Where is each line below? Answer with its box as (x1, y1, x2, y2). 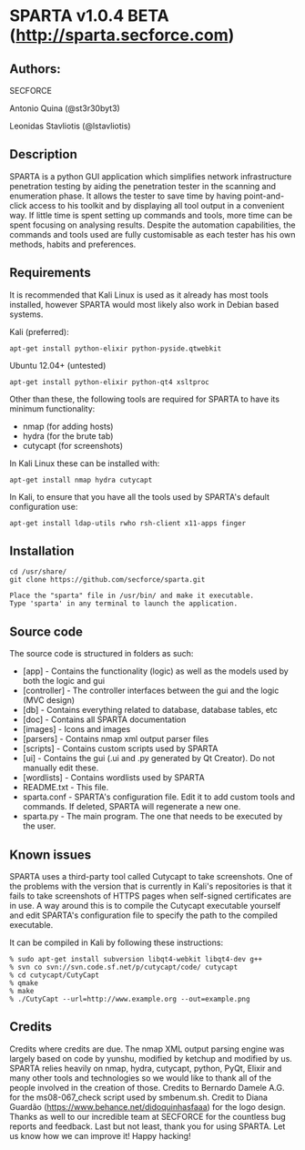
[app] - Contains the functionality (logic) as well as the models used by (22, 666, 289, 677)
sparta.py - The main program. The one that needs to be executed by (22, 811, 283, 822)
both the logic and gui (22, 676, 106, 687)
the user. (22, 820, 56, 831)
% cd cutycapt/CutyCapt (9, 971, 100, 980)
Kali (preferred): (9, 326, 70, 337)
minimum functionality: (9, 402, 96, 414)
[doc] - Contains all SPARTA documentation (22, 714, 187, 725)
